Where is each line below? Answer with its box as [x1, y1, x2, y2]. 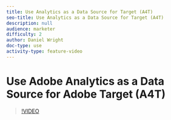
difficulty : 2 [6, 32, 42, 38]
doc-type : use [6, 43, 42, 49]
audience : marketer [6, 25, 56, 32]
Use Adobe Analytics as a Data [6, 74, 165, 88]
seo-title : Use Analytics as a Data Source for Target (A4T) [6, 15, 164, 21]
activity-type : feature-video [6, 48, 83, 55]
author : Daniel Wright [6, 37, 64, 43]
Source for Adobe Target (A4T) [6, 87, 166, 101]
